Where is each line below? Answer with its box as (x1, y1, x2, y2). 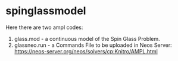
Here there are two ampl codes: (5, 24, 83, 31)
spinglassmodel (5, 4, 86, 18)
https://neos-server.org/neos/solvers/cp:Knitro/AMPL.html (14, 47, 158, 54)
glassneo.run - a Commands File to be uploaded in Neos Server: (14, 41, 172, 49)
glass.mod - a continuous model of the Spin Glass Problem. (14, 35, 160, 42)
